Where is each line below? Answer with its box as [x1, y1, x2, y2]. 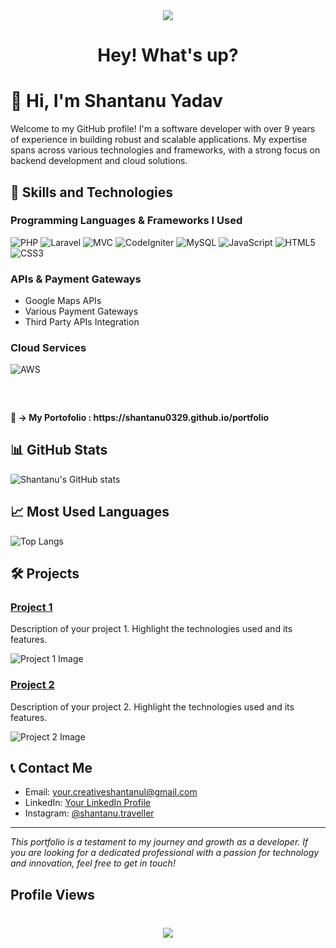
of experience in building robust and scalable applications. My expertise [10, 134, 308, 146]
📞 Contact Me [10, 759, 93, 776]
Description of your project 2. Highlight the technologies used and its [10, 700, 295, 713]
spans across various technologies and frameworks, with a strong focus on [10, 144, 321, 156]
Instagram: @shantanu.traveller [24, 807, 155, 819]
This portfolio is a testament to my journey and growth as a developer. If [10, 836, 309, 848]
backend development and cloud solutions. [10, 155, 188, 167]
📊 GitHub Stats [10, 442, 108, 459]
